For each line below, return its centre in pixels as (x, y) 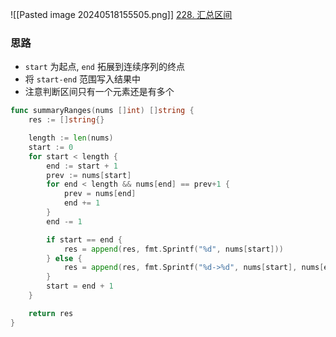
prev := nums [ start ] (89, 175)
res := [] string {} (66, 120)
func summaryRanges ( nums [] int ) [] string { (102, 111)
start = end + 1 (80, 286)
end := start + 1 (82, 166)
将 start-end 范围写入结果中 (83, 79)
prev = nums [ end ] (100, 194)
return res (51, 313)
